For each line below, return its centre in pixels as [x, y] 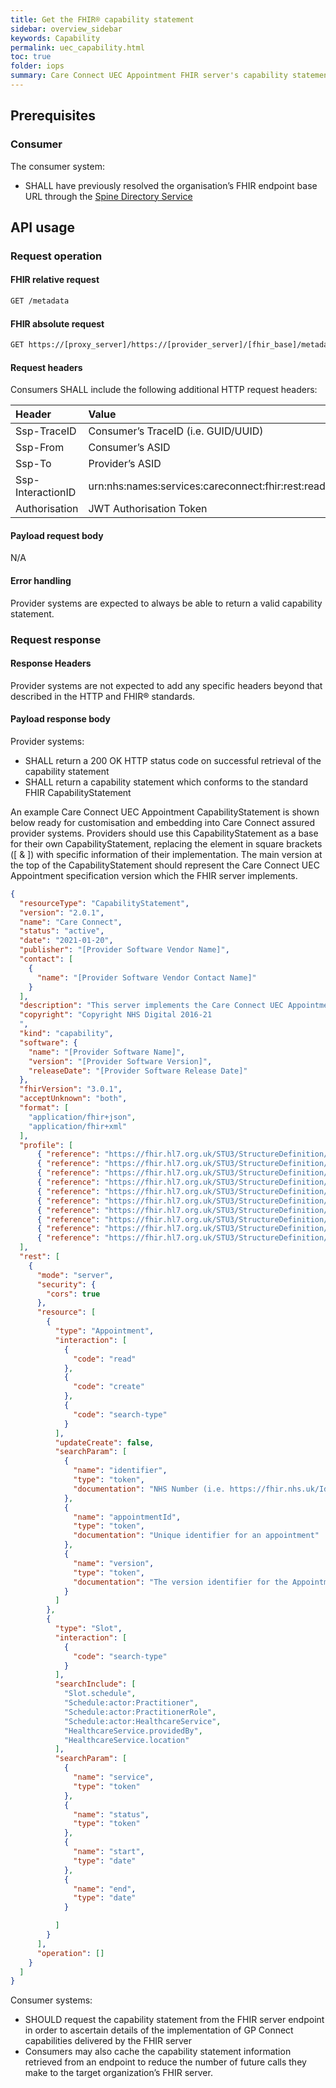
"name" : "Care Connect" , [71, 922]
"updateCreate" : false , [104, 1442]
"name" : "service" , [114, 1777]
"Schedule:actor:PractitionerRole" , [140, 1712]
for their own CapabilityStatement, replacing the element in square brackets [166, 843]
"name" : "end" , [105, 1889]
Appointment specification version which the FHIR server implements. [154, 875]
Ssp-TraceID [46, 431]
